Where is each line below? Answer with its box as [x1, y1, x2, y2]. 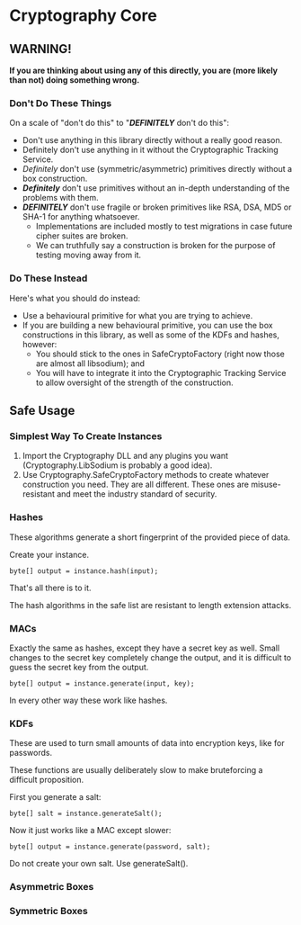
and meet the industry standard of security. [57, 489, 217, 499]
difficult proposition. [9, 775, 84, 786]
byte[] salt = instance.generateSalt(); [9, 809, 164, 819]
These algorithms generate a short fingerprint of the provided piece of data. [9, 532, 290, 543]
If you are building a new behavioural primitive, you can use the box [22, 319, 273, 330]
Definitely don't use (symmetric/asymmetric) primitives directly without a [22, 164, 293, 175]
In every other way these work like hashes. [9, 695, 168, 705]
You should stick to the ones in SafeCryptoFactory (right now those [35, 348, 285, 359]
